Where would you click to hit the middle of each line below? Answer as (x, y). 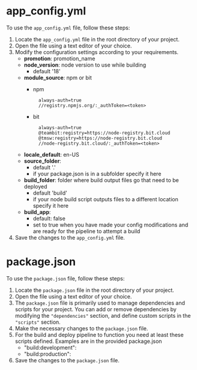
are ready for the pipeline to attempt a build (86, 231)
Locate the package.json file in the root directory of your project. (94, 290)
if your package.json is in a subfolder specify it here (97, 174)
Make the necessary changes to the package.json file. (81, 328)
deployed (35, 186)
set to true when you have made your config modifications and (111, 225)
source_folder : (42, 161)
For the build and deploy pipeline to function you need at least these (99, 335)
